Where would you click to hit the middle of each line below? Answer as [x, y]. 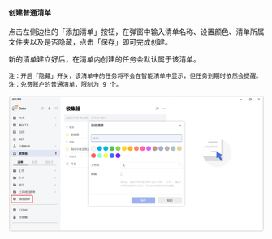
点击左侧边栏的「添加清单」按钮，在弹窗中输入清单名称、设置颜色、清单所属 [136, 32]
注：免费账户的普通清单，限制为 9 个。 [65, 85]
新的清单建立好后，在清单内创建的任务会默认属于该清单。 [104, 59]
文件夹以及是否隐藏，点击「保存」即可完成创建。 [90, 42]
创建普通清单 [30, 12]
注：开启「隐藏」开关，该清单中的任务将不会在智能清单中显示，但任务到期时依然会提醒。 [135, 76]
